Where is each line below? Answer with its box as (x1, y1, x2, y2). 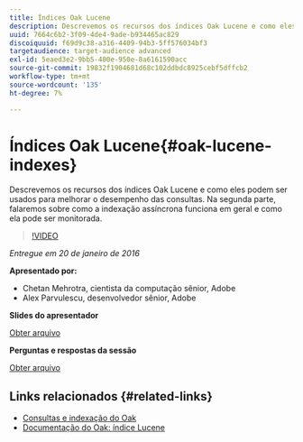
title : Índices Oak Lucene (9, 13, 111, 23)
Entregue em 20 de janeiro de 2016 (9, 248, 140, 259)
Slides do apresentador (9, 310, 99, 321)
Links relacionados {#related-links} (9, 389, 214, 404)
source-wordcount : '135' (9, 80, 103, 89)
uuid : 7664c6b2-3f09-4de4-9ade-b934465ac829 (9, 30, 179, 39)
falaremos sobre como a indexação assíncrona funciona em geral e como (9, 204, 282, 215)
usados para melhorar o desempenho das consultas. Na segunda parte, (9, 194, 277, 205)
